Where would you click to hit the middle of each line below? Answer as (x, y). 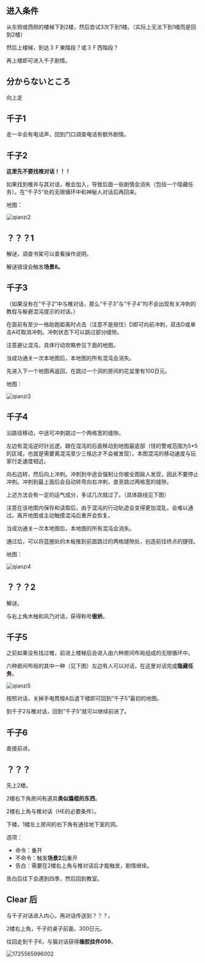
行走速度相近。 (30, 461)
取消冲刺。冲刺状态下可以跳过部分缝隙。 (71, 332)
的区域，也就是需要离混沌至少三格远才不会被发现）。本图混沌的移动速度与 (99, 453)
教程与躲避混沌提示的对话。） (42, 311)
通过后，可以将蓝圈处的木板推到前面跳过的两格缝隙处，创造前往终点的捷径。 (103, 541)
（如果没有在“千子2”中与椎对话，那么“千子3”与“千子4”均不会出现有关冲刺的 (101, 304)
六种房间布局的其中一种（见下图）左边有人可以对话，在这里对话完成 (92, 666)
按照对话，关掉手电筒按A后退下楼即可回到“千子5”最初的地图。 (85, 698)
